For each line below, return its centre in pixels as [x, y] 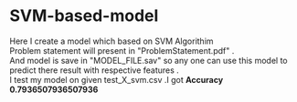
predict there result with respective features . [95, 70]
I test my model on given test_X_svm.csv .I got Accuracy [117, 79]
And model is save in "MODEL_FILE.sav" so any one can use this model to [148, 60]
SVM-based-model [84, 16]
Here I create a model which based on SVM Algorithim [111, 41]
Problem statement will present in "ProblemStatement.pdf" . [122, 50]
